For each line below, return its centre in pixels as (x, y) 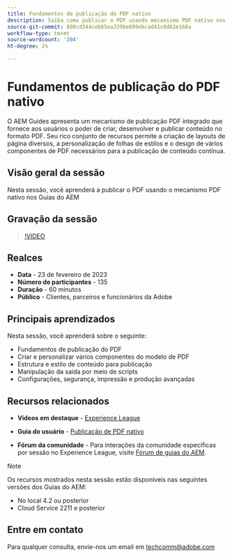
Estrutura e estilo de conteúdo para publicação (85, 364)
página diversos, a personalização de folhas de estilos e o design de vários (115, 143)
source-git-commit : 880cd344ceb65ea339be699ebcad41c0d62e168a (99, 27)
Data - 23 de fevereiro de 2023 (62, 275)
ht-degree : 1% (28, 46)
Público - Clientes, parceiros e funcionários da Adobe (95, 297)
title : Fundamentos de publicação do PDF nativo (79, 14)
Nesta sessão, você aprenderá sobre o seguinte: (77, 336)
